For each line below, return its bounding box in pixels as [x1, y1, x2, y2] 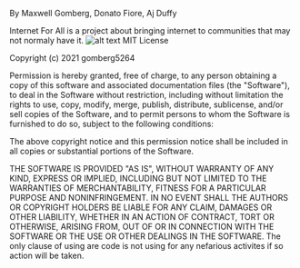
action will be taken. [9, 250, 85, 261]
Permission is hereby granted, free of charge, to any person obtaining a [9, 70, 277, 81]
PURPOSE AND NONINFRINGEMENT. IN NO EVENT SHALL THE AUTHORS [9, 193, 289, 203]
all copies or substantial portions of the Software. [9, 145, 194, 156]
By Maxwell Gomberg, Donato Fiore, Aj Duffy [9, 8, 177, 18]
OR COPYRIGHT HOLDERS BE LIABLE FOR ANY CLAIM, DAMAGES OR [9, 202, 273, 213]
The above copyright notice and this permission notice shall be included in [9, 136, 288, 146]
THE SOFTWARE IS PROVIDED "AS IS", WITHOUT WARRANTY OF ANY [9, 164, 275, 174]
